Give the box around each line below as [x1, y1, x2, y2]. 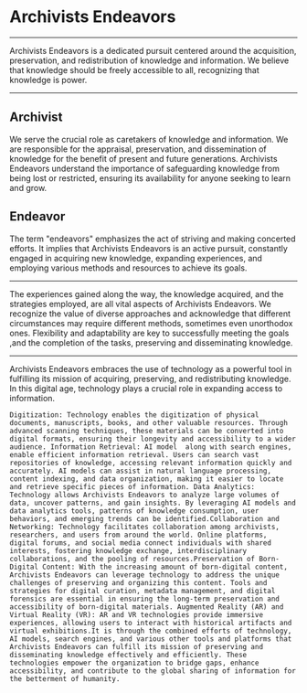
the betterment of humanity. [9, 674, 121, 683]
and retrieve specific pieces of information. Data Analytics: [9, 482, 256, 491]
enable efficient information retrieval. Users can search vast [9, 450, 259, 459]
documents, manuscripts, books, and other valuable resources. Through [9, 418, 288, 427]
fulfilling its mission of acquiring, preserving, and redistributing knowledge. [9, 373, 291, 384]
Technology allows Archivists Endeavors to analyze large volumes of [9, 490, 281, 499]
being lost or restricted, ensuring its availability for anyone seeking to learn [9, 172, 291, 184]
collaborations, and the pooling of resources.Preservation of [9, 554, 256, 563]
